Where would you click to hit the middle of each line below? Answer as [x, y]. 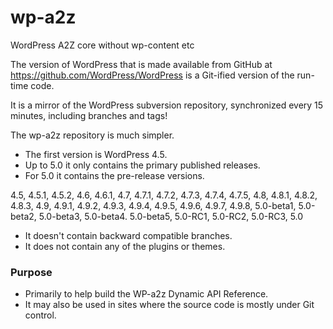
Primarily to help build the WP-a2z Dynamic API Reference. [146, 294]
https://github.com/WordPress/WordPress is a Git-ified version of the [152, 75]
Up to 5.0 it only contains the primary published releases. [142, 165]
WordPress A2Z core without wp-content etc [102, 45]
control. [40, 315]
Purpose [31, 272]
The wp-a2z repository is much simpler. [92, 135]
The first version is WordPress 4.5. [96, 154]
